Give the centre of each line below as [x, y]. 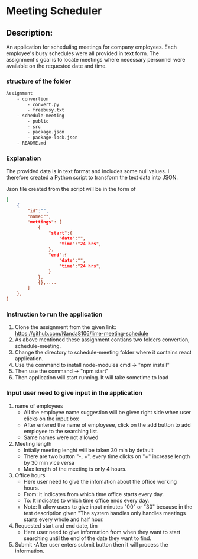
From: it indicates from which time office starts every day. [94, 494]
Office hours [30, 475]
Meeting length [33, 443]
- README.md [31, 143]
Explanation [24, 158]
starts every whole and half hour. [64, 519]
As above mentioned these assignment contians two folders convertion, [102, 340]
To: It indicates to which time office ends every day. [86, 500]
